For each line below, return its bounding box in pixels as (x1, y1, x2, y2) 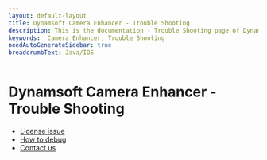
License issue (19, 126, 65, 135)
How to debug (19, 135, 67, 144)
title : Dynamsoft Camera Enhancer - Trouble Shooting (8, 19, 191, 27)
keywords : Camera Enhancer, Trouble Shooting (8, 33, 165, 42)
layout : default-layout (8, 11, 87, 20)
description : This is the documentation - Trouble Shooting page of (8, 26, 240, 34)
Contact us (19, 142, 56, 152)
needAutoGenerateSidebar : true (8, 41, 112, 49)
